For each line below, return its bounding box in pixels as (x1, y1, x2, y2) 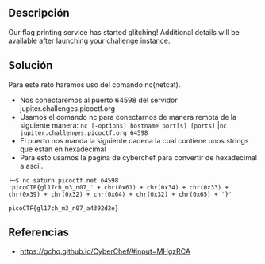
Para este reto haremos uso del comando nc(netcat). (8, 79, 181, 90)
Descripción (8, 6, 70, 20)
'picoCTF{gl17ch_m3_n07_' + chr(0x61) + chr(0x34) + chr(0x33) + (8, 183, 229, 191)
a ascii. (19, 161, 44, 170)
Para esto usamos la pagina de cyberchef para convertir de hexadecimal (19, 152, 258, 162)
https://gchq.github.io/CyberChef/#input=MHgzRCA (19, 247, 191, 256)
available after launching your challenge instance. (8, 36, 171, 45)
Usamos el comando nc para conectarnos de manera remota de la (19, 112, 236, 121)
